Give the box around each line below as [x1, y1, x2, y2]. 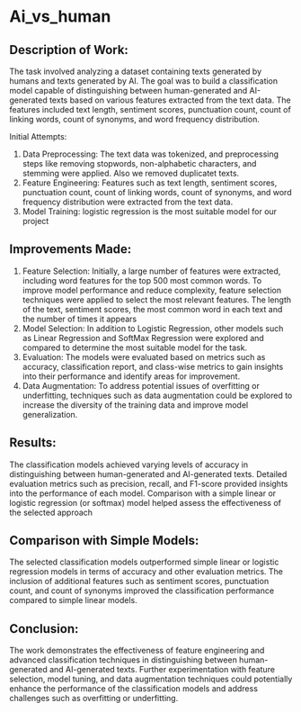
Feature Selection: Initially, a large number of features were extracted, [22, 266, 281, 276]
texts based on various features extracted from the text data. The [49, 95, 291, 105]
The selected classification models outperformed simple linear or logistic [9, 556, 279, 568]
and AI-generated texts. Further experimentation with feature [49, 664, 276, 675]
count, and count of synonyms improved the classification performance [9, 585, 275, 596]
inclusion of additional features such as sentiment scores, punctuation [9, 576, 270, 587]
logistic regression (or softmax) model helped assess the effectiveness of [9, 497, 281, 508]
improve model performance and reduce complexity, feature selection [22, 284, 282, 295]
